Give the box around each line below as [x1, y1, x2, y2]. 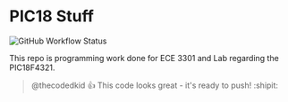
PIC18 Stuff [9, 6, 94, 27]
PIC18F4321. [9, 62, 55, 73]
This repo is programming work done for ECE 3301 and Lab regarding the [9, 52, 279, 63]
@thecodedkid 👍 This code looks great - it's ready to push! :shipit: [30, 80, 279, 90]
